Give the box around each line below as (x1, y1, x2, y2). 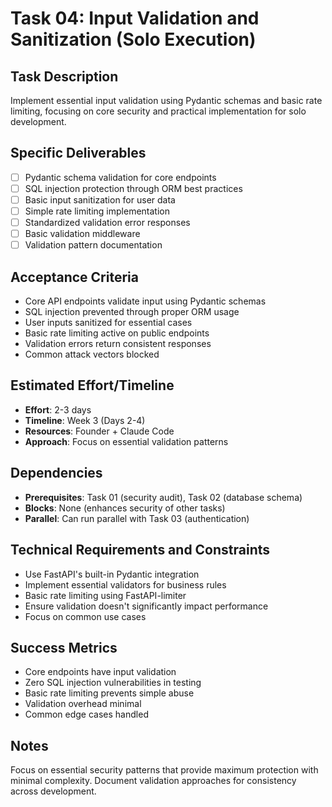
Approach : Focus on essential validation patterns (24, 435, 229, 447)
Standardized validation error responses (24, 217, 191, 229)
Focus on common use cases (24, 610, 147, 622)
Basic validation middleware (24, 228, 141, 240)
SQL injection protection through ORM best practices (24, 182, 243, 194)
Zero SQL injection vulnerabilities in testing (24, 677, 202, 689)
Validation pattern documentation (24, 239, 163, 251)
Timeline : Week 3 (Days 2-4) (24, 414, 146, 426)
